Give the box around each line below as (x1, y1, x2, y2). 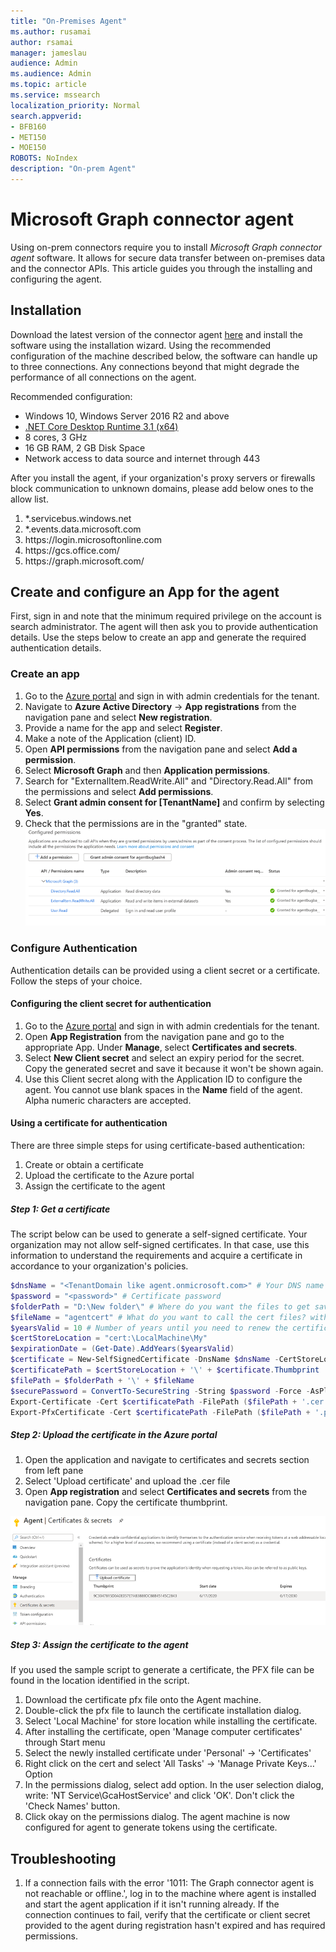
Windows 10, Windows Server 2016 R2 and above (24, 410, 230, 422)
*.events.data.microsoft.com (24, 523, 142, 535)
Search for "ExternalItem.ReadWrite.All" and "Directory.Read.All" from (24, 775, 313, 787)
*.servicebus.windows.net (24, 512, 132, 524)
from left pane (24, 1465, 84, 1477)
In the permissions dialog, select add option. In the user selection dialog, (24, 1779, 324, 1791)
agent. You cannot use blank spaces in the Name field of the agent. (24, 1083, 303, 1095)
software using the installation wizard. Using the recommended (10, 339, 272, 351)
